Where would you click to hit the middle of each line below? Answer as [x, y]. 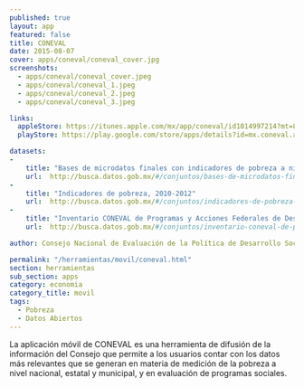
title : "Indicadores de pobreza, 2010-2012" [111, 193]
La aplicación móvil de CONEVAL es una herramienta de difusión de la [140, 344]
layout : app [32, 26]
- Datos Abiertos [50, 318]
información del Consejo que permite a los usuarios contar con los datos [145, 354]
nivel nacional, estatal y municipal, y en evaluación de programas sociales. [148, 373]
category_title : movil [52, 293]
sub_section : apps [44, 277]
